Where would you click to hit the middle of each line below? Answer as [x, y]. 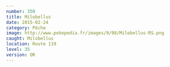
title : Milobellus [29, 17]
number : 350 [21, 11]
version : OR [21, 55]
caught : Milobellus [30, 38]
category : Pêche [26, 28]
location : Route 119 [31, 44]
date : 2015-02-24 [27, 22]
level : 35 [18, 50]
